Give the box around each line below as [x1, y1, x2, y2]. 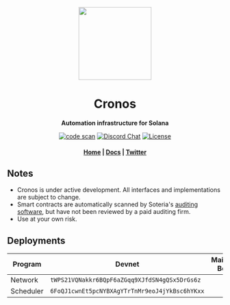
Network [10, 276, 39, 285]
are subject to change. [16, 193, 81, 202]
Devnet [115, 260, 140, 269]
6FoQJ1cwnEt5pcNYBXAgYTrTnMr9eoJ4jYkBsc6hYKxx [50, 287, 205, 295]
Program [12, 260, 42, 269]
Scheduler [10, 286, 44, 296]
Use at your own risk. [16, 215, 77, 223]
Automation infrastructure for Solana [61, 119, 169, 127]
